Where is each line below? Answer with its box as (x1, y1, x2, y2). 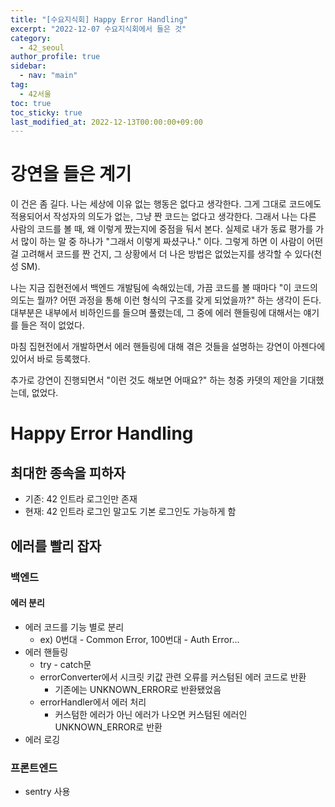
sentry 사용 (24, 786, 71, 797)
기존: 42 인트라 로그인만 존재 (24, 493, 138, 505)
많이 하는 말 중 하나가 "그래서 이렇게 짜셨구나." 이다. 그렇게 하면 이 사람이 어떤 (20, 236, 324, 248)
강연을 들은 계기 (10, 163, 132, 186)
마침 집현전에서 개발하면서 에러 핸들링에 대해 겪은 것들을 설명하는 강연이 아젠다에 (10, 341, 326, 353)
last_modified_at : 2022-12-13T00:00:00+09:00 (10, 117, 203, 127)
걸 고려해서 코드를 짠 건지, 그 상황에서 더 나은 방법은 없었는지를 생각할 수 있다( (10, 248, 315, 260)
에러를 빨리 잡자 (10, 537, 102, 555)
